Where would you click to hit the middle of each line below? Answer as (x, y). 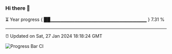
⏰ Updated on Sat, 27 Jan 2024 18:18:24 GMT (54, 36)
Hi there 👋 (18, 8)
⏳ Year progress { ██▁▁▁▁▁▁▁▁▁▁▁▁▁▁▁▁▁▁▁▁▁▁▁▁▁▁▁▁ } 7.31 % (85, 19)
